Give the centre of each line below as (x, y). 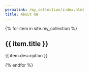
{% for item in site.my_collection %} (41, 28)
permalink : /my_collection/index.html (45, 10)
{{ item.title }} (27, 44)
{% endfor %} (19, 65)
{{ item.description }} (27, 56)
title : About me (22, 14)
